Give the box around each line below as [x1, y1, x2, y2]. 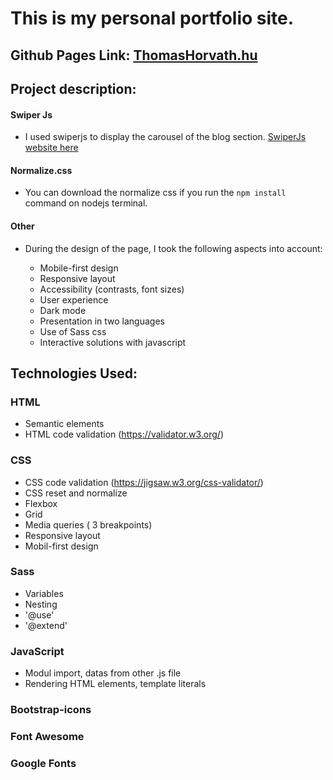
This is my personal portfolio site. [10, 7, 295, 30]
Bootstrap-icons [10, 703, 92, 717]
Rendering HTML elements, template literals [24, 678, 207, 690]
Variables [24, 587, 64, 599]
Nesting [24, 598, 58, 610]
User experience [39, 293, 109, 306]
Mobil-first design [24, 540, 99, 552]
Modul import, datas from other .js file [24, 667, 182, 679]
